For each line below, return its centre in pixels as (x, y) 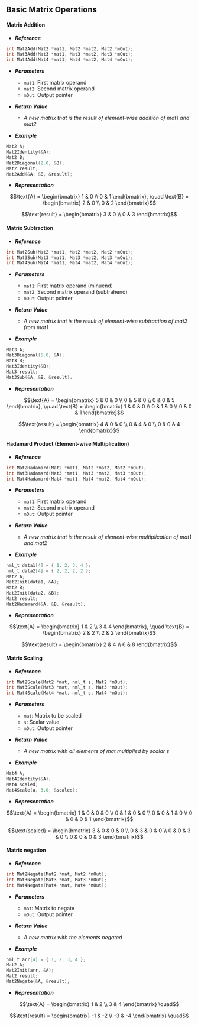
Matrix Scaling (25, 658)
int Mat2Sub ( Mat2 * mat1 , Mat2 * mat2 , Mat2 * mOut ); (70, 252)
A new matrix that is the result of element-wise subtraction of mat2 (106, 321)
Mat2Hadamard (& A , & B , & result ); (46, 604)
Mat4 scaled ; (22, 784)
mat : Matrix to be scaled (52, 716)
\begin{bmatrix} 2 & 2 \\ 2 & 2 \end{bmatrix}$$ (99, 633)
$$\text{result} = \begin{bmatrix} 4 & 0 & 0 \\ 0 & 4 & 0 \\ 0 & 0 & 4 (99, 424)
